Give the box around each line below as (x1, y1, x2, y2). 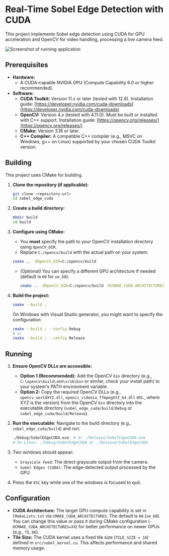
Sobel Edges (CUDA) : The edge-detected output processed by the (20, 464, 156, 470)
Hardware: (12, 74, 35, 80)
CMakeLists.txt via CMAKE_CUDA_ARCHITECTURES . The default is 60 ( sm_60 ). (12, 513, 161, 519)
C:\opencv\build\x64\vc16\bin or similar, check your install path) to (20, 378, 160, 384)
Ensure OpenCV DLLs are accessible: (12, 363, 92, 369)
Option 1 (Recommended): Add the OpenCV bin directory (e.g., (20, 373, 152, 379)
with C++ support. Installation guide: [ (20, 117, 99, 123)
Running (5, 350, 33, 358)
